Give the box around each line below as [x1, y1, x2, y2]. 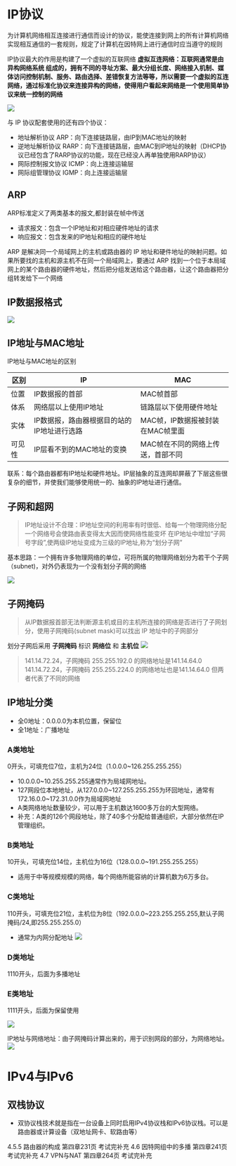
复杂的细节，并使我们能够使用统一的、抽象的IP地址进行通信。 [7, 478, 185, 486]
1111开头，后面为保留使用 [7, 1006, 79, 1015]
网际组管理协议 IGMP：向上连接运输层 [17, 168, 128, 177]
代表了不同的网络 [30, 674, 81, 683]
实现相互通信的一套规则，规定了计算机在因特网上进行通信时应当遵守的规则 [7, 39, 223, 48]
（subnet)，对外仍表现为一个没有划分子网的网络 [7, 562, 147, 571]
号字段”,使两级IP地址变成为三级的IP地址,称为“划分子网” [24, 538, 183, 547]
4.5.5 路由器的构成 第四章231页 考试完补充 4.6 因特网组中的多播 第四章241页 [7, 1143, 228, 1151]
